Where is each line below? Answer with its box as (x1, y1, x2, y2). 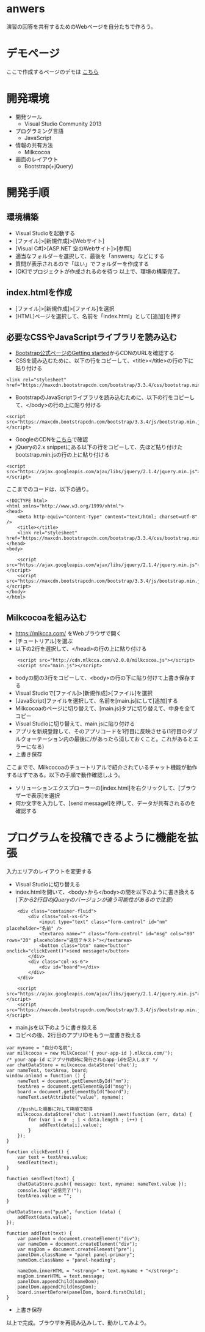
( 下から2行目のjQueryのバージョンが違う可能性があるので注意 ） (15, 896, 176, 904)
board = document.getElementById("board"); (17, 1089, 130, 1095)
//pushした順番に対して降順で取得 (17, 1106, 93, 1112)
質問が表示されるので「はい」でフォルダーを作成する (15, 260, 149, 268)
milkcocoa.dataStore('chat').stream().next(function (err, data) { (17, 1112, 192, 1118)
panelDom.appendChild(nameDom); (17, 1279, 99, 1285)
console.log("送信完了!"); (17, 1188, 82, 1194)
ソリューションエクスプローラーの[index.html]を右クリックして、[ (15, 784, 181, 791)
